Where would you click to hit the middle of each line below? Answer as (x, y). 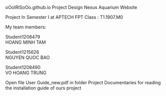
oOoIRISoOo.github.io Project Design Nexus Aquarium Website (71, 7)
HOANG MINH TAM (26, 42)
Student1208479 (23, 37)
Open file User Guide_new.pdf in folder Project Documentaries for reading (83, 83)
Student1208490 (23, 67)
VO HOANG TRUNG (26, 73)
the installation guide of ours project (43, 88)
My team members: (26, 27)
